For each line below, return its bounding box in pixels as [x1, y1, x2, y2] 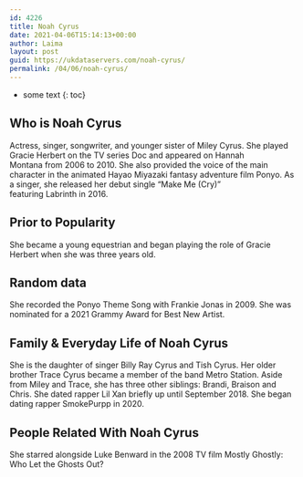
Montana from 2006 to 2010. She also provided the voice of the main [9, 159, 269, 170]
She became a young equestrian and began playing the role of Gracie [9, 239, 271, 250]
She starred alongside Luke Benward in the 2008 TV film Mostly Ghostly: [9, 449, 284, 460]
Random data [9, 275, 87, 290]
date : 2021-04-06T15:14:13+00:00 [9, 30, 137, 39]
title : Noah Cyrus [9, 22, 79, 31]
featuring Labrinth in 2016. [9, 188, 109, 199]
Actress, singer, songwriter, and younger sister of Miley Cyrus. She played [9, 140, 289, 150]
